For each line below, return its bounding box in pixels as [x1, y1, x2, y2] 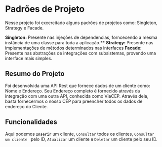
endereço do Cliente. [5, 103, 48, 109]
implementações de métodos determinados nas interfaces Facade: [5, 45, 142, 51]
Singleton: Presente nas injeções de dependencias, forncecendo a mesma [5, 34, 158, 40]
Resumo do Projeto [5, 70, 65, 78]
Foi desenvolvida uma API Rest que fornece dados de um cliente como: [5, 83, 151, 88]
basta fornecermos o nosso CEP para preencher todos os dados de [5, 98, 143, 104]
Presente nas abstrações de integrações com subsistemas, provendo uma [5, 50, 157, 56]
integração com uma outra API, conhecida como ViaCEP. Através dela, [5, 93, 149, 99]
